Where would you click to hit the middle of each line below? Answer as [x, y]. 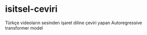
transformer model [24, 28]
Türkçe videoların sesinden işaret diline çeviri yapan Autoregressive [74, 23]
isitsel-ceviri [31, 9]
